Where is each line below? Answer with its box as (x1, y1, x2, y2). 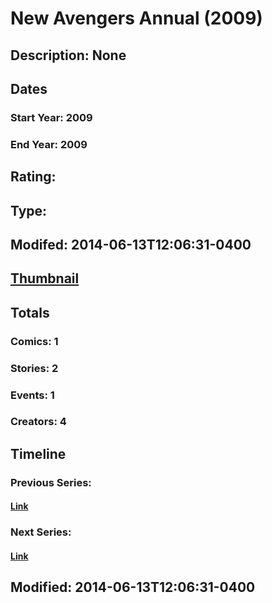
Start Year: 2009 (10, 110, 93, 124)
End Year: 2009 (10, 137, 88, 151)
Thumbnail (10, 270, 80, 287)
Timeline (10, 445, 67, 462)
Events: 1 (10, 388, 55, 402)
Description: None (10, 47, 127, 64)
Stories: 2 (10, 361, 59, 375)
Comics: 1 (10, 334, 59, 348)
